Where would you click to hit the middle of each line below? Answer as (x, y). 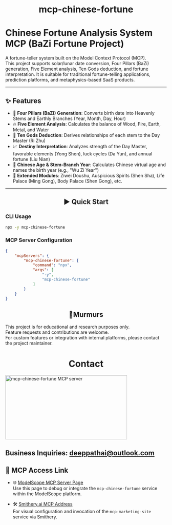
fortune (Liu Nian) (31, 159)
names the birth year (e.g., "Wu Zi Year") (56, 170)
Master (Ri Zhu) (29, 140)
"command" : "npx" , (52, 265)
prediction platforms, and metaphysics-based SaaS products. (70, 80)
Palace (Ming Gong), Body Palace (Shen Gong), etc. (67, 181)
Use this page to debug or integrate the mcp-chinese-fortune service (85, 489)
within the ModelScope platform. (47, 494)
